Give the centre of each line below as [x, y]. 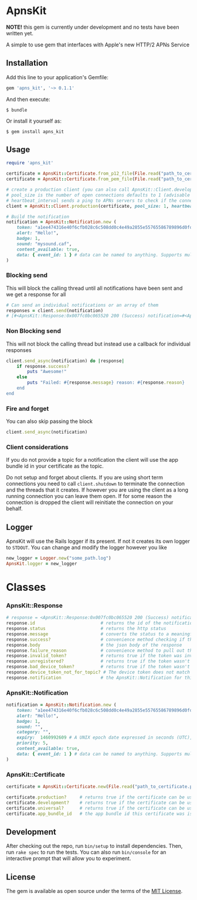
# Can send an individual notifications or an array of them [82, 305]
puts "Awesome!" [47, 372]
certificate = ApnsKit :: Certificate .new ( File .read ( [70, 787]
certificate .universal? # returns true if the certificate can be [95, 808]
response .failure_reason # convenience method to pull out [95, 650]
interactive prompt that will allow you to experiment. [69, 858]
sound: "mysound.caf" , [44, 244]
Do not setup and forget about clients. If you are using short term [84, 478]
